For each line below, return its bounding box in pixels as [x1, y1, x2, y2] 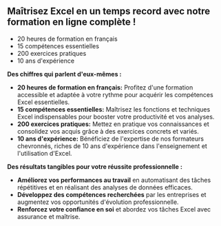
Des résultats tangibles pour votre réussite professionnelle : [7, 162, 182, 171]
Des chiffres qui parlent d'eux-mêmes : [7, 70, 122, 78]
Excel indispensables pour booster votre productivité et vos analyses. [17, 112, 215, 121]
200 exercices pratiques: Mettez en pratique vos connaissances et [17, 120, 210, 128]
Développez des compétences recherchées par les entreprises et [17, 190, 207, 198]
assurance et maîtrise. [17, 212, 81, 220]
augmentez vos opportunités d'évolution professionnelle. [17, 198, 179, 206]
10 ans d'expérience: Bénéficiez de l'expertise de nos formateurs [17, 134, 204, 143]
